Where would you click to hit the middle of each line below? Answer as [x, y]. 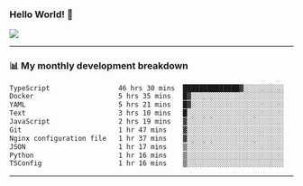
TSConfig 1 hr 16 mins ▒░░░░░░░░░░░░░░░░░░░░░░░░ [147, 163]
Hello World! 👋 [41, 14]
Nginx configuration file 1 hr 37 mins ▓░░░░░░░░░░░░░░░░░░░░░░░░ [147, 138]
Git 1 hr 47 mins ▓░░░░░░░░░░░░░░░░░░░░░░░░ [147, 130]
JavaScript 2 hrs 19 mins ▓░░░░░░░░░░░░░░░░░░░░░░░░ [147, 122]
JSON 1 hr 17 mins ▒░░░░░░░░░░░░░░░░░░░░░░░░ [147, 147]
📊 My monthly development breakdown [99, 66]
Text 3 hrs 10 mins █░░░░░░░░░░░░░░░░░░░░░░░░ [147, 113]
